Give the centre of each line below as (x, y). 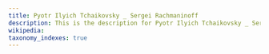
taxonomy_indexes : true (48, 38)
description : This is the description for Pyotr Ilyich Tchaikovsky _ (128, 23)
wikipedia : (26, 30)
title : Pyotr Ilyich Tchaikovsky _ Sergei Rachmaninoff (103, 15)
